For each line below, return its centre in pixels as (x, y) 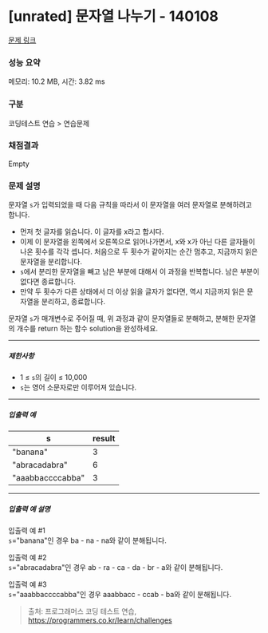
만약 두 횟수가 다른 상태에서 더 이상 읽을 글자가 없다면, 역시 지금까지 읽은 (132, 291)
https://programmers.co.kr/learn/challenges (100, 620)
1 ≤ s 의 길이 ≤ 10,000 (53, 378)
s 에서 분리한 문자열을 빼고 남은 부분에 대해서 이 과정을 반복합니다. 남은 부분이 (140, 271)
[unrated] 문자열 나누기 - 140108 (114, 16)
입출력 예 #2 (28, 558)
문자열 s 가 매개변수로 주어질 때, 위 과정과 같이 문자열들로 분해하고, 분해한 (122, 318)
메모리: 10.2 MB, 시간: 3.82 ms (57, 81)
